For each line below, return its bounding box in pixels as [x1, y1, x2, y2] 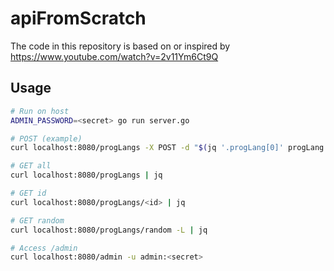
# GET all [10, 161, 52, 171]
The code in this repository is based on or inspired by [10, 40, 231, 52]
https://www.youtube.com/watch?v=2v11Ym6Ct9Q [10, 50, 219, 62]
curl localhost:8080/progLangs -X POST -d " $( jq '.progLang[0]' [10, 143, 284, 153]
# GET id [10, 188, 47, 198]
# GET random [10, 215, 65, 226]
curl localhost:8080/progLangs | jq [10, 170, 163, 181]
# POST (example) [10, 133, 83, 144]
